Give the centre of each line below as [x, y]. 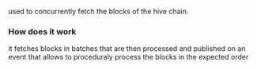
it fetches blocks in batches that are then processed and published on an [127, 49]
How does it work [42, 31]
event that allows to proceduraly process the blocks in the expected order [128, 57]
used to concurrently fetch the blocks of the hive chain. [98, 11]
